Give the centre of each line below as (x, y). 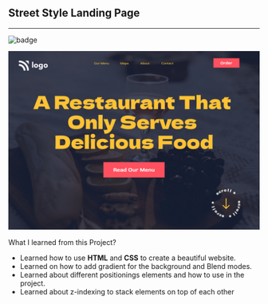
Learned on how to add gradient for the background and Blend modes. (136, 266)
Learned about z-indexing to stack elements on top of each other (127, 292)
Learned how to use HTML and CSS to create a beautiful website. (128, 258)
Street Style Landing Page (74, 13)
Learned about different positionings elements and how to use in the (132, 275)
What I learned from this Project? (63, 243)
